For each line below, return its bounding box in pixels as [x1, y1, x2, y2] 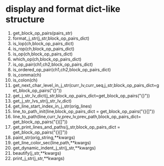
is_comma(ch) [12, 72, 42, 78]
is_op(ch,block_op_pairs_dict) [12, 51, 73, 57]
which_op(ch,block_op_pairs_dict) [12, 56, 82, 62]
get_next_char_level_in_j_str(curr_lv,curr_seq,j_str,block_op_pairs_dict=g [12, 82, 159, 88]
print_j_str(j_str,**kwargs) [12, 155, 65, 161]
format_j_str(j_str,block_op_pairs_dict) [12, 35, 90, 41]
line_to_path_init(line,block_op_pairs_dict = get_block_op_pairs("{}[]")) [12, 108, 155, 114]
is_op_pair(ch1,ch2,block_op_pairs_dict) [12, 61, 93, 67]
